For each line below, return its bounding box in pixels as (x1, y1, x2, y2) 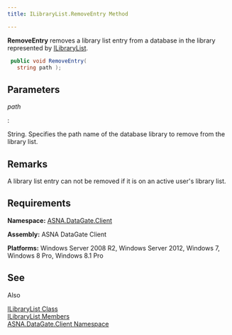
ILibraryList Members (7, 312, 70, 320)
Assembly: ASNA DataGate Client (7, 230, 107, 238)
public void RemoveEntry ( (10, 57, 87, 65)
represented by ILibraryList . (7, 43, 89, 52)
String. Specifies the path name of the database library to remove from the (7, 130, 226, 138)
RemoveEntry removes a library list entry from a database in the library (7, 36, 216, 45)
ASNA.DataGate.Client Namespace (7, 319, 109, 328)
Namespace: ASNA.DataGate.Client (7, 216, 112, 224)
